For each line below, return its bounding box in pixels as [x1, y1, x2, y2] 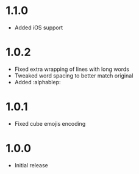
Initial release [14, 161, 48, 169]
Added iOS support [14, 24, 63, 31]
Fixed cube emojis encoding [14, 120, 86, 127]
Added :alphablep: [14, 78, 61, 85]
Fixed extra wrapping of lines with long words [14, 65, 129, 73]
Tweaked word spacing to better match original [14, 71, 134, 79]
